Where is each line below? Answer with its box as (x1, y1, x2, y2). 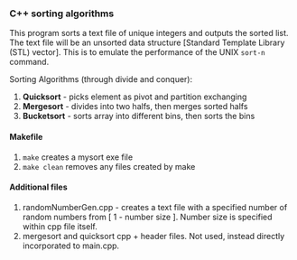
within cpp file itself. (22, 220, 97, 232)
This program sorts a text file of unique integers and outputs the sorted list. (9, 28, 289, 39)
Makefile (9, 131, 43, 142)
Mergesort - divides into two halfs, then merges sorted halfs (22, 101, 248, 112)
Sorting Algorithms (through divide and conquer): (9, 74, 193, 85)
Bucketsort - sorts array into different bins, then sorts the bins (22, 111, 255, 122)
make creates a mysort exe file (22, 152, 134, 162)
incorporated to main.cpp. (22, 240, 120, 251)
